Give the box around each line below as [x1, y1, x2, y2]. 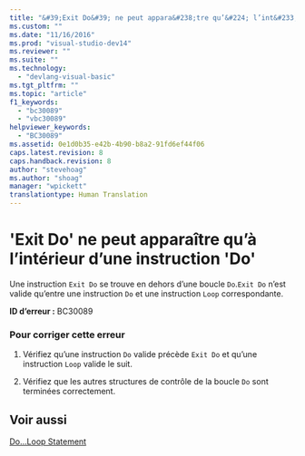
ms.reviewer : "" [9, 47, 71, 56]
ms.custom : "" [9, 22, 64, 31]
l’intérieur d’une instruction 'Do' [9, 248, 256, 269]
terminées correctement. [22, 386, 116, 397]
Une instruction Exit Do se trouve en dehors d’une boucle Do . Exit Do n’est [9, 278, 286, 289]
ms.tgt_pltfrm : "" [9, 81, 79, 90]
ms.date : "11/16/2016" [9, 30, 95, 39]
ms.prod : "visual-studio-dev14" [9, 38, 132, 48]
